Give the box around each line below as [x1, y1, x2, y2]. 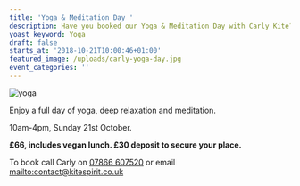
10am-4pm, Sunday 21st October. [9, 122, 132, 132]
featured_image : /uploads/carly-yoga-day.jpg [9, 55, 181, 63]
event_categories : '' [9, 63, 90, 72]
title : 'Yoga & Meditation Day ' [9, 13, 134, 22]
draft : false [9, 38, 58, 47]
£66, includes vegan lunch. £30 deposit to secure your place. [9, 139, 242, 150]
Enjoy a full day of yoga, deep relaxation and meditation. [9, 105, 217, 115]
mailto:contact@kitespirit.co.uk [9, 166, 124, 177]
